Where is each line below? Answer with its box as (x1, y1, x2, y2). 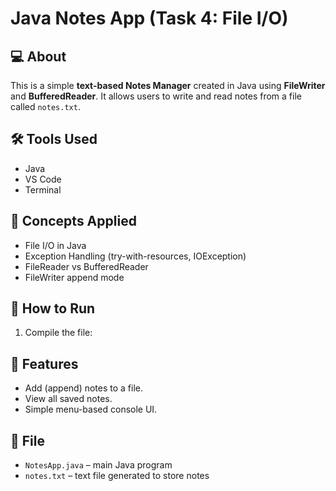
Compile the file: (24, 327, 93, 339)
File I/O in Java (24, 239, 87, 251)
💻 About (10, 48, 67, 65)
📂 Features (10, 355, 79, 372)
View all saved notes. (24, 393, 113, 405)
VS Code (24, 173, 62, 185)
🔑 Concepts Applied (10, 213, 137, 230)
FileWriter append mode (24, 271, 125, 283)
